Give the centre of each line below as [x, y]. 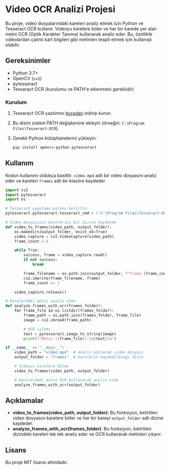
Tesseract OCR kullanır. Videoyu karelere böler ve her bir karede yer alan [81, 28]
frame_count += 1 [41, 283]
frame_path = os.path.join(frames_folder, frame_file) [82, 315]
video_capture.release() [40, 292]
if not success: [40, 260]
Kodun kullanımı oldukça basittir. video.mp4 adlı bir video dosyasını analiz [81, 175]
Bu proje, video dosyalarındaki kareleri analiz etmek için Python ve [74, 23]
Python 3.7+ [25, 73]
